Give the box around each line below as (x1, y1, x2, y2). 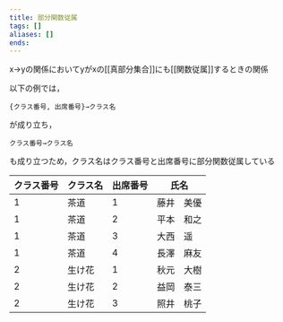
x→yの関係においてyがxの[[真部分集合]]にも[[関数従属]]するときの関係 (9, 64, 269, 74)
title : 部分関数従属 (9, 13, 78, 22)
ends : (9, 38, 30, 48)
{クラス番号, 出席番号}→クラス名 (9, 102, 116, 112)
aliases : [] (9, 30, 54, 39)
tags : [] (9, 22, 42, 30)
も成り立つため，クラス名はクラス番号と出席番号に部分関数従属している (9, 156, 276, 167)
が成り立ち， (9, 119, 56, 130)
